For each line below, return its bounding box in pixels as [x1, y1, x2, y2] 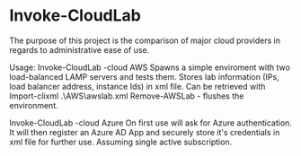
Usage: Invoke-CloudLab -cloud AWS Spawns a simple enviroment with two [9, 62, 290, 73]
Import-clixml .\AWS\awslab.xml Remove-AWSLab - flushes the [9, 91, 244, 101]
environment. [9, 100, 58, 110]
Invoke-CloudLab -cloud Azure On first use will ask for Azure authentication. [9, 117, 292, 128]
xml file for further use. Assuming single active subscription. [9, 136, 233, 147]
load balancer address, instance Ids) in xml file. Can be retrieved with [9, 81, 266, 91]
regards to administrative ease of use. [9, 44, 150, 55]
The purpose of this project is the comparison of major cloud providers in [9, 35, 281, 46]
